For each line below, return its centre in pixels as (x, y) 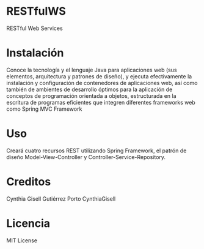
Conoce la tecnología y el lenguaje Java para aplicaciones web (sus (92, 70)
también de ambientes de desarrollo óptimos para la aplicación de (89, 89)
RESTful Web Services (35, 28)
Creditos (29, 182)
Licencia (28, 223)
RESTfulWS (36, 11)
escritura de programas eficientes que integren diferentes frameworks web (101, 102)
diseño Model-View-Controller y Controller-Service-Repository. (86, 157)
